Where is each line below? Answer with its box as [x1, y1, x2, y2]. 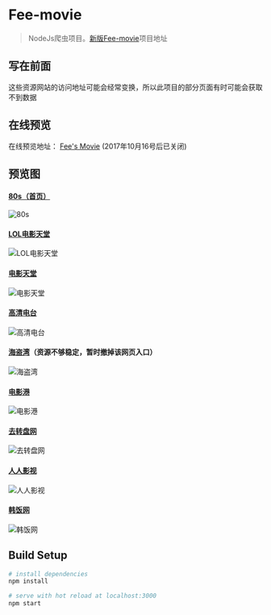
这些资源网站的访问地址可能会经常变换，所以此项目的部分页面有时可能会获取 [8, 82, 263, 92]
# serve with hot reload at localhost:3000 [8, 592, 157, 600]
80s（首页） [8, 191, 51, 201]
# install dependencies [8, 570, 89, 578]
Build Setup [8, 549, 68, 563]
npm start [8, 600, 42, 608]
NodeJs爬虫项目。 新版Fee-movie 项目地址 [27, 33, 168, 43]
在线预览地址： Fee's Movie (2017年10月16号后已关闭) [8, 141, 187, 151]
